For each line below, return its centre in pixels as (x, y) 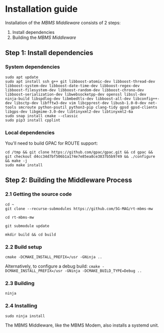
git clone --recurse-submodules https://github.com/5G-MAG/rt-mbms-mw (79, 209)
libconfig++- (146, 99)
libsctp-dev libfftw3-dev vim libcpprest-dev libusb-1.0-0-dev (80, 103)
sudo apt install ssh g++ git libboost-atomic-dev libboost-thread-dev (80, 81)
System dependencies (33, 67)
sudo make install (24, 165)
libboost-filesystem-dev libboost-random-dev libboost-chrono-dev (75, 90)
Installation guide (41, 9)
